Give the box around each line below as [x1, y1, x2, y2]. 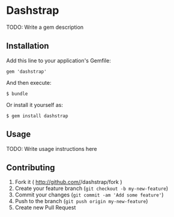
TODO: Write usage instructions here [6, 145, 97, 152]
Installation [6, 41, 49, 51]
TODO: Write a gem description [6, 23, 84, 31]
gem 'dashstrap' [6, 69, 47, 75]
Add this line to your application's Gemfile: [6, 57, 111, 64]
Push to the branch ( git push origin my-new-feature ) [14, 198, 148, 205]
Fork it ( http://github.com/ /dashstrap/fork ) [14, 179, 122, 186]
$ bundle [6, 91, 28, 97]
